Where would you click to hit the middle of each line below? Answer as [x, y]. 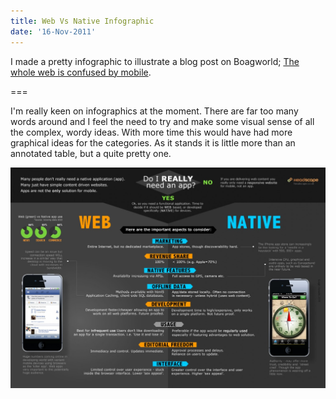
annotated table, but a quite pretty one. [91, 153]
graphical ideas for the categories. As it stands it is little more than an [153, 142]
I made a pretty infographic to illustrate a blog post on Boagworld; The [155, 61]
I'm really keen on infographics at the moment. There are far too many [154, 111]
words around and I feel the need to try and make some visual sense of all [162, 121]
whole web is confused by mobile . [81, 72]
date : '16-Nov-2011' [53, 31]
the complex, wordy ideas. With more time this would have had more [151, 132]
